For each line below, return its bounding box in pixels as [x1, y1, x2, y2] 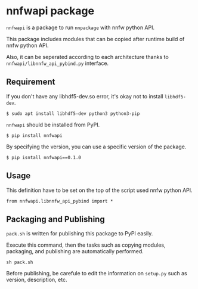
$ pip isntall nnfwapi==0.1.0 [6, 154, 82, 160]
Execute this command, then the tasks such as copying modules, [6, 241, 166, 248]
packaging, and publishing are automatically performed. [6, 248, 144, 255]
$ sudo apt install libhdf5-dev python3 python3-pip [6, 110, 140, 117]
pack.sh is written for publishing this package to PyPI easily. [6, 230, 153, 237]
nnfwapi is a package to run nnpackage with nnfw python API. [6, 24, 155, 31]
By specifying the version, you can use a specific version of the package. [6, 143, 187, 150]
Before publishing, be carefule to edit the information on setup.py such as [6, 270, 187, 277]
